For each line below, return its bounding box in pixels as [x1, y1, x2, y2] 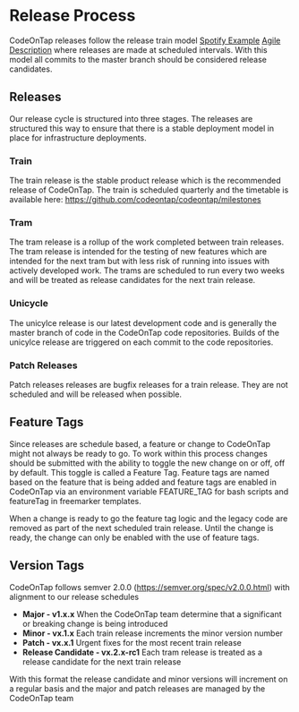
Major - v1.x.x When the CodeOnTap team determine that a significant [21, 608, 282, 619]
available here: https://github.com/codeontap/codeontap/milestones [9, 194, 261, 205]
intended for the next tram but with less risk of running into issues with [9, 256, 270, 267]
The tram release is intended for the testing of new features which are [9, 246, 267, 257]
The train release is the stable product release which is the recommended [9, 176, 282, 186]
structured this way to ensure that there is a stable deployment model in [9, 123, 275, 133]
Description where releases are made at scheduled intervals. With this [9, 44, 268, 55]
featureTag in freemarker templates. [9, 495, 141, 506]
